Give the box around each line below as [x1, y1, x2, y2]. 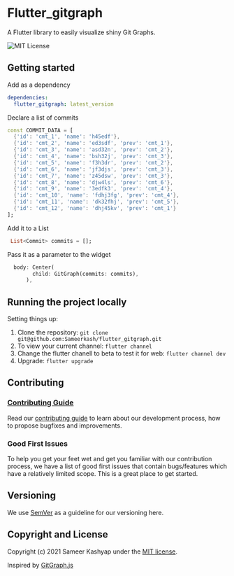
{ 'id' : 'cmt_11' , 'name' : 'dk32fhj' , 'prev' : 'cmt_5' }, [13, 198, 180, 206]
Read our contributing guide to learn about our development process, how [7, 414, 221, 422]
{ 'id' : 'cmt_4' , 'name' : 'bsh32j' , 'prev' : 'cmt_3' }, [13, 153, 173, 160]
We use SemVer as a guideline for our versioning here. [7, 508, 164, 517]
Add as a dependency [7, 80, 71, 89]
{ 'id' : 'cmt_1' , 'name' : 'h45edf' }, [13, 133, 120, 141]
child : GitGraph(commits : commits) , [32, 270, 139, 277]
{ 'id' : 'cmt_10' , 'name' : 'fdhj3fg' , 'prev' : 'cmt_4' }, [13, 192, 180, 199]
